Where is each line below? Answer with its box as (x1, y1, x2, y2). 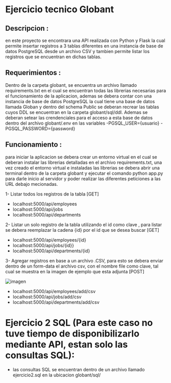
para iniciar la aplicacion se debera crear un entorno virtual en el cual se (5, 154, 157, 160)
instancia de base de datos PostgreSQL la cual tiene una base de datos (5, 98, 155, 104)
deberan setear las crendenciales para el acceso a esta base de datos (5, 114, 153, 121)
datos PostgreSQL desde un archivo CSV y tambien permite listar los (5, 49, 150, 54)
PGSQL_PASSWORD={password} (5, 125, 76, 131)
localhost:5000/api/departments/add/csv (12, 299, 100, 305)
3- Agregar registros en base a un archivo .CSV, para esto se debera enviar (5, 257, 163, 264)
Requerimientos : (5, 68, 61, 77)
